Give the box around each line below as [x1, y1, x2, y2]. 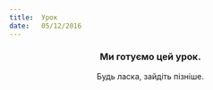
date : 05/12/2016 [9, 21, 82, 30]
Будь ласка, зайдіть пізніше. [97, 70, 204, 81]
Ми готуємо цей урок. [99, 51, 201, 63]
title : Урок [9, 12, 58, 22]
